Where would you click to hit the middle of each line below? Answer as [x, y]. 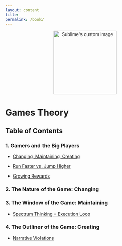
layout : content [22, 10]
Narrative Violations [33, 238]
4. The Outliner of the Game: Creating [52, 227]
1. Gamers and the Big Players [43, 145]
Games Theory [37, 112]
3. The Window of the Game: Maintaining [56, 203]
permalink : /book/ [25, 19]
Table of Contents [34, 131]
